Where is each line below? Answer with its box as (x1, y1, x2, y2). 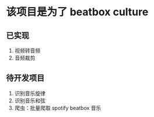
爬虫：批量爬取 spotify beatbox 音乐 (14, 104, 101, 111)
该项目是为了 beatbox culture (6, 5, 149, 19)
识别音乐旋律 (14, 90, 45, 97)
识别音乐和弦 (14, 97, 45, 104)
